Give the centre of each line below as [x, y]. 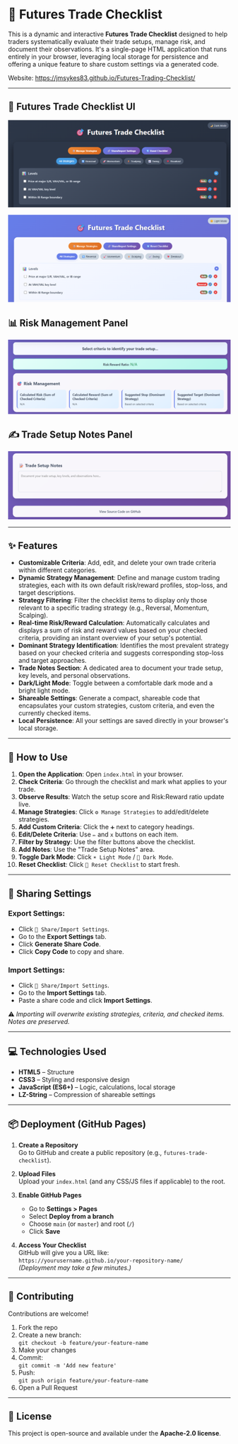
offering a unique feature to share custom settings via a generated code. [114, 64]
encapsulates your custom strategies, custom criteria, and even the [116, 706]
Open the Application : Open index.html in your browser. [101, 774]
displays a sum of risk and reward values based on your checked [113, 630]
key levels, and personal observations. [74, 676]
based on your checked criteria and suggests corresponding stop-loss [121, 653]
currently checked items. [54, 713]
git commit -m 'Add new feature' [67, 1365]
